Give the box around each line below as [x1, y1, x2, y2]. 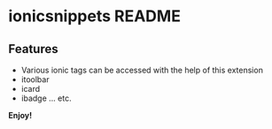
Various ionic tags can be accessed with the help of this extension [20, 64, 263, 75]
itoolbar [20, 74, 50, 85]
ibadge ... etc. [20, 93, 72, 103]
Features [8, 42, 58, 57]
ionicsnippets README [8, 6, 181, 27]
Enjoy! [8, 110, 33, 120]
